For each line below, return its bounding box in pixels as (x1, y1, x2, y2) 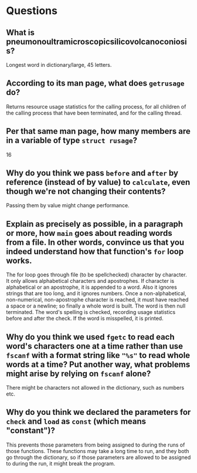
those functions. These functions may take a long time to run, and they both (6, 447, 189, 454)
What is (6, 28, 35, 38)
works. (6, 255, 32, 265)
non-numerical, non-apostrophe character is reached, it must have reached (6, 296, 189, 303)
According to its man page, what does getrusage (6, 78, 185, 89)
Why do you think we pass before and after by (6, 168, 179, 178)
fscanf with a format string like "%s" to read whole (6, 350, 191, 360)
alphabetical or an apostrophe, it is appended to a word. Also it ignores (6, 283, 177, 291)
